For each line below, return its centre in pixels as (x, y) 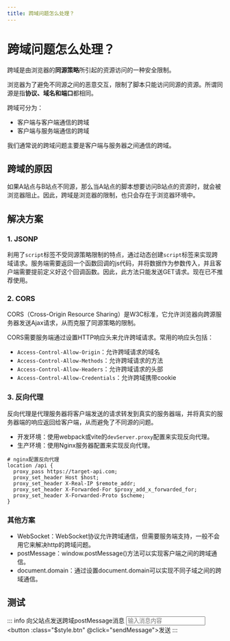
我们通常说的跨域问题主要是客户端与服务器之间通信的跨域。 (91, 145)
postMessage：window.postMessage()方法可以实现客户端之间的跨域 (114, 553)
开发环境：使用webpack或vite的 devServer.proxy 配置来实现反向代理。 (115, 437)
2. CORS (21, 298)
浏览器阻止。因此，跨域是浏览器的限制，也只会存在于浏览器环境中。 (103, 195)
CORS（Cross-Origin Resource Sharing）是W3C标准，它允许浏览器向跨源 (112, 314)
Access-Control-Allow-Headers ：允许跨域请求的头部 (90, 369)
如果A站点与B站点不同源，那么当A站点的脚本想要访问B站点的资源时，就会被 (114, 186)
